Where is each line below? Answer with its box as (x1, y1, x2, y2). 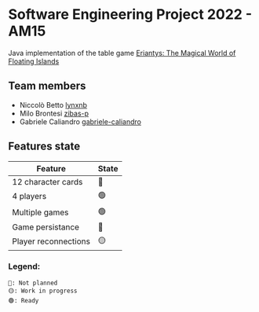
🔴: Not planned (8, 279, 58, 287)
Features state (8, 140, 81, 153)
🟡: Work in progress (8, 287, 78, 295)
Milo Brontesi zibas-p (19, 108, 89, 118)
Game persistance (12, 222, 80, 233)
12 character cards (12, 176, 83, 187)
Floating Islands (8, 57, 60, 66)
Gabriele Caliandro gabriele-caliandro (19, 116, 141, 127)
